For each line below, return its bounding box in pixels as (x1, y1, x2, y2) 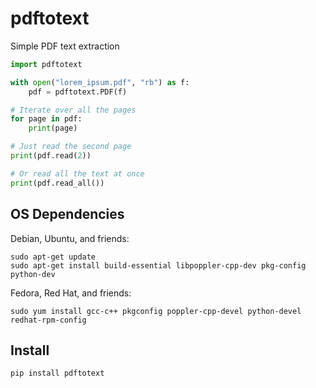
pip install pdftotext (10, 368, 105, 379)
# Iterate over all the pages (10, 105, 137, 115)
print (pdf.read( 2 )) (10, 151, 92, 161)
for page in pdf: (10, 114, 83, 124)
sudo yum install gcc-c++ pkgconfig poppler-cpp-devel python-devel (10, 306, 302, 316)
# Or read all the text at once (10, 168, 145, 179)
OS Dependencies (10, 206, 125, 223)
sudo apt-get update (10, 252, 97, 262)
